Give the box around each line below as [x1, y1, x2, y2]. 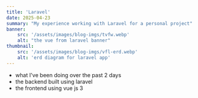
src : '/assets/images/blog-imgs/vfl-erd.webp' [17, 49, 138, 55]
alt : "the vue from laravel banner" [17, 37, 111, 43]
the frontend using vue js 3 [15, 84, 84, 92]
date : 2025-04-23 [6, 15, 51, 21]
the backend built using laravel [15, 78, 93, 85]
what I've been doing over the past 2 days [15, 71, 122, 78]
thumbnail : [6, 43, 34, 50]
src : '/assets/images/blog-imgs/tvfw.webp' [17, 32, 130, 38]
